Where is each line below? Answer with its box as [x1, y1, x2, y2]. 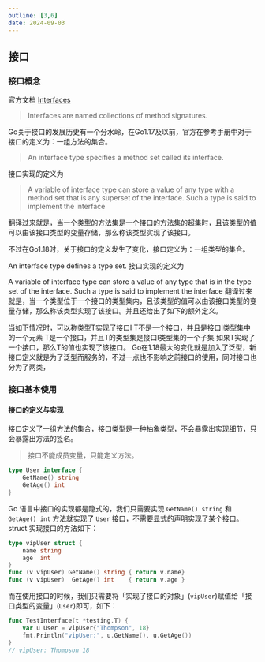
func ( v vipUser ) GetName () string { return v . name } [8, 569, 185, 577]
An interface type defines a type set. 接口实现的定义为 [8, 261, 185, 271]
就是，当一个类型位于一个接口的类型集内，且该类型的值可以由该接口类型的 [8, 297, 250, 306]
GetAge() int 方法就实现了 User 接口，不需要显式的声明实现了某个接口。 [8, 514, 244, 523]
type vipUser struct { [8, 539, 83, 547]
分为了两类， [8, 362, 50, 372]
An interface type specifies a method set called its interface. [27, 153, 224, 163]
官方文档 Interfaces [8, 95, 71, 105]
